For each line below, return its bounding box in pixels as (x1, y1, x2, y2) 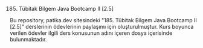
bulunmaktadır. (10, 36, 47, 43)
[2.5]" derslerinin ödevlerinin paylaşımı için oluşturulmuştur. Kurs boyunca (10, 23, 194, 30)
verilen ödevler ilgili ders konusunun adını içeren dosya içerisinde (10, 29, 173, 37)
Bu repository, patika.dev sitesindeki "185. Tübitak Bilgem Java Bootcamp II (10, 17, 197, 23)
